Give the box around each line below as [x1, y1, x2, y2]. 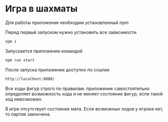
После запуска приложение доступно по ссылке [5, 66, 110, 72]
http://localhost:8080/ [5, 76, 55, 81]
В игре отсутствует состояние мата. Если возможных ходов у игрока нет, [5, 105, 163, 111]
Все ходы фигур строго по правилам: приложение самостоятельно [5, 85, 150, 91]
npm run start [5, 57, 35, 62]
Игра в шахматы [5, 3, 78, 14]
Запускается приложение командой [5, 48, 83, 54]
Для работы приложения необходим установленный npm [5, 19, 129, 25]
